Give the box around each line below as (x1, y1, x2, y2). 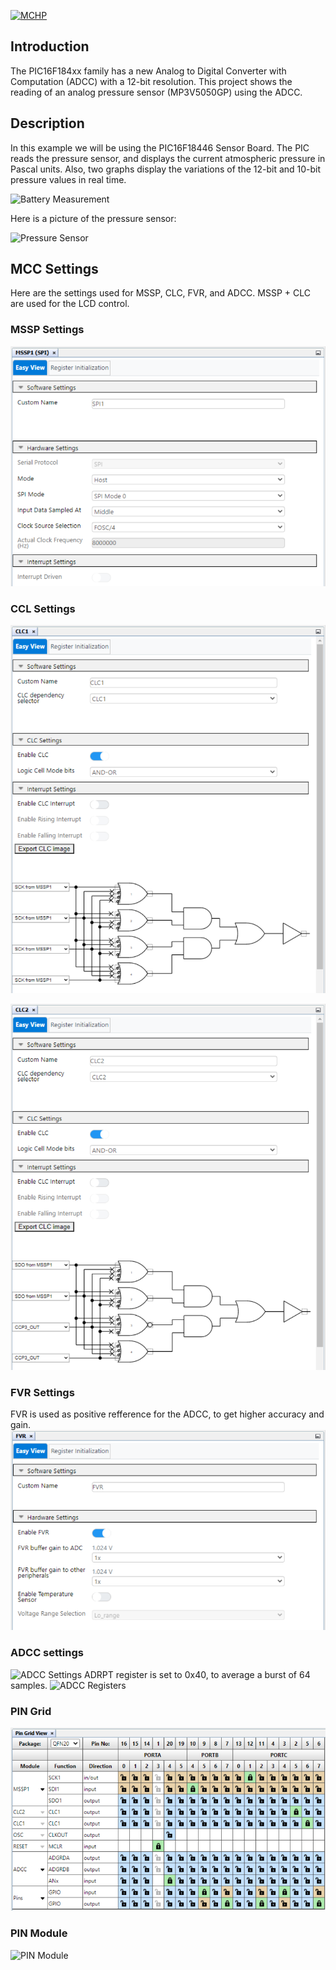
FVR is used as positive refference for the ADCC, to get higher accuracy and (10, 1408, 325, 1420)
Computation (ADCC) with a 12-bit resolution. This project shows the (10, 75, 293, 87)
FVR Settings (10, 1385, 75, 1399)
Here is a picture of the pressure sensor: (10, 212, 177, 224)
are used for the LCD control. (10, 298, 130, 310)
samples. (10, 1679, 48, 1691)
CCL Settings (10, 602, 76, 616)
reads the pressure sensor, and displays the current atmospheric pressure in (10, 152, 326, 164)
